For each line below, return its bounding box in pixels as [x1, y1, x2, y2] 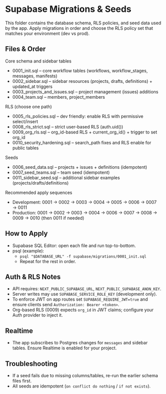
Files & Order [5, 45, 46, 53]
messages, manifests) [12, 73, 58, 79]
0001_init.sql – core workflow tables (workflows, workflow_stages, [12, 67, 148, 73]
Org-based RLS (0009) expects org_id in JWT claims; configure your [12, 307, 154, 313]
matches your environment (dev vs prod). [5, 30, 90, 36]
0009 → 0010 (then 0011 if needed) [12, 215, 85, 221]
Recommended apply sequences [5, 190, 73, 196]
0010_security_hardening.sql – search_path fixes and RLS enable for [12, 139, 152, 145]
